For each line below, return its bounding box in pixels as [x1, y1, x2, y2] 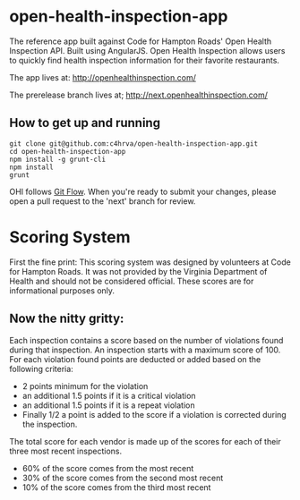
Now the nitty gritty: [9, 311, 124, 326]
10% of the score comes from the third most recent [21, 481, 211, 493]
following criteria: [9, 363, 73, 374]
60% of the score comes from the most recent [21, 462, 194, 473]
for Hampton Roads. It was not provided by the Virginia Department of [9, 266, 268, 276]
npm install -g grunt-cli [9, 155, 106, 164]
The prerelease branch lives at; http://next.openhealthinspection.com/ [9, 89, 269, 100]
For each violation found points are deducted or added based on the [9, 353, 261, 364]
